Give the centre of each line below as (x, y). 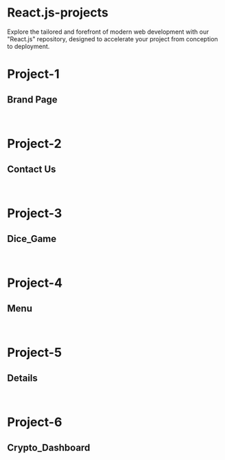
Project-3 (35, 213)
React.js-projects (58, 13)
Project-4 (35, 283)
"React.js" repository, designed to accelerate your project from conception (113, 39)
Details (22, 378)
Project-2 (34, 144)
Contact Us (32, 169)
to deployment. (28, 46)
